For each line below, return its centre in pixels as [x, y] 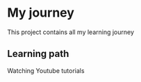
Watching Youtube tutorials [46, 70]
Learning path [38, 54]
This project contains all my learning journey [70, 32]
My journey [41, 13]
